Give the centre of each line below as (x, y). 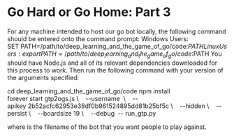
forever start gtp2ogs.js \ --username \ (66, 98)
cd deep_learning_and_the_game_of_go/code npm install (89, 91)
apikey (17, 106)
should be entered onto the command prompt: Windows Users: (98, 38)
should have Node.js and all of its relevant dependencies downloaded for (112, 63)
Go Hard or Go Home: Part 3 (89, 12)
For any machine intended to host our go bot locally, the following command (117, 31)
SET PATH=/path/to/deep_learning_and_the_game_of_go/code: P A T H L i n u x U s (117, 46)
